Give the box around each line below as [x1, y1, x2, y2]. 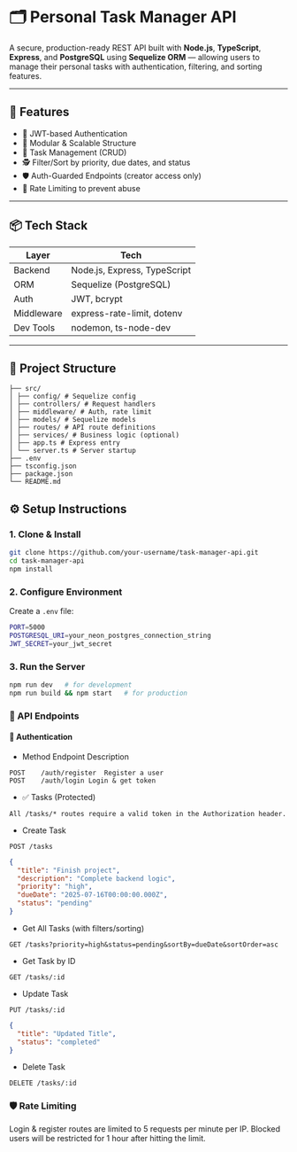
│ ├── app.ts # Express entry [9, 439, 121, 448]
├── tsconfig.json [9, 462, 77, 471]
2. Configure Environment [9, 586, 123, 598]
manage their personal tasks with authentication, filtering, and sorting [9, 61, 263, 72]
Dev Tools [13, 321, 56, 333]
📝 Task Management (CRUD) [21, 147, 127, 158]
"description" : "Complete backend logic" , [17, 874, 176, 883]
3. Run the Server [9, 660, 86, 673]
